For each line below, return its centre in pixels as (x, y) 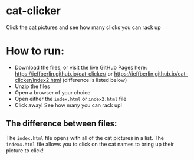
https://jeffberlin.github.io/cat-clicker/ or (64, 74)
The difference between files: (62, 124)
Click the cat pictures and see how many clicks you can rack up (83, 27)
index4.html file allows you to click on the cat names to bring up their (90, 144)
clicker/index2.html (38, 80)
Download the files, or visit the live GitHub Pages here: (81, 67)
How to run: (35, 51)
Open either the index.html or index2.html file (70, 99)
